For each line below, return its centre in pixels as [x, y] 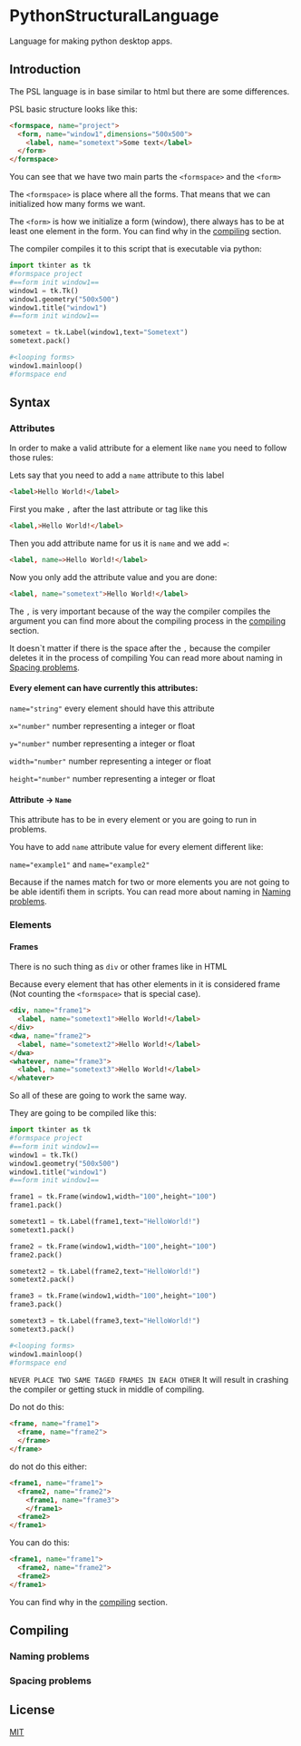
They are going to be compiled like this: [83, 1113]
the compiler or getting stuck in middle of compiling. [107, 1389]
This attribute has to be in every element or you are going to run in [133, 820]
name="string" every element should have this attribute [112, 708]
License [32, 1710]
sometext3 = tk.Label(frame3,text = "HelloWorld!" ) [105, 1321]
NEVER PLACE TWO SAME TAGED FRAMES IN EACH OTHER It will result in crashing [149, 1380]
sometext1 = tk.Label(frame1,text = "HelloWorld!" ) [105, 1222]
